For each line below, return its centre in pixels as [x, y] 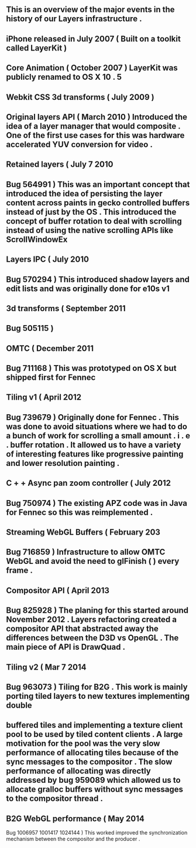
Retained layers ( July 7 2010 [60, 165]
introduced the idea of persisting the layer [84, 193]
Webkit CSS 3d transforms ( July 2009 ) [80, 97]
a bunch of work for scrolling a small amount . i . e [98, 436]
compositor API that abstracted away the [82, 629]
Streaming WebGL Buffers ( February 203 [83, 533]
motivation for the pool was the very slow [83, 744]
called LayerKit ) [37, 48]
